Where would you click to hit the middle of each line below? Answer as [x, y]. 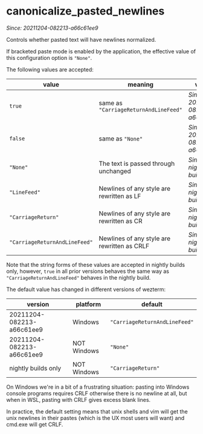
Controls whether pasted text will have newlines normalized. [81, 39]
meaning [141, 84]
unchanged [115, 171]
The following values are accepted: [50, 69]
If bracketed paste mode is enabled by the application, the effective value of [101, 51]
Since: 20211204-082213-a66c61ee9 [52, 28]
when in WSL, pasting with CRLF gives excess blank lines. [79, 399]
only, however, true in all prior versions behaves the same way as [88, 271]
